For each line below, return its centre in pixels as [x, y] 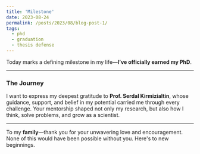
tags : [13, 28]
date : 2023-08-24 [28, 17]
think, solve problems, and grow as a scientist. [63, 115]
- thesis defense [33, 45]
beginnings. [21, 145]
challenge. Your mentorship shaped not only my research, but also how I [95, 109]
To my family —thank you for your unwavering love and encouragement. [95, 133]
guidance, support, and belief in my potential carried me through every [93, 103]
